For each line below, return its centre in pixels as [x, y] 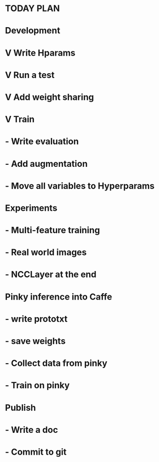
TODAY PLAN [32, 8]
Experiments [31, 208]
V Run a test [30, 75]
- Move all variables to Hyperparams [80, 186]
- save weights [35, 341]
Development [33, 31]
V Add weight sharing [50, 97]
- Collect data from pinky [56, 363]
